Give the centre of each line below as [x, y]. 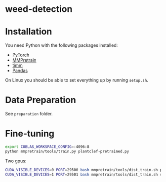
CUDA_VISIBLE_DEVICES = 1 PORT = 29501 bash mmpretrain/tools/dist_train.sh [82, 174]
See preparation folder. [29, 114]
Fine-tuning [30, 134]
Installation [29, 32]
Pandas [20, 71]
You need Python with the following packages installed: [62, 45]
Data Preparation [41, 100]
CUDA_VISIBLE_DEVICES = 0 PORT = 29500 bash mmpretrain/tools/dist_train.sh [82, 170]
